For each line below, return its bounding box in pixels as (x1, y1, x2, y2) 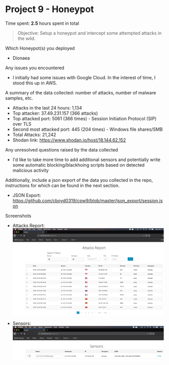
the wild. (17, 35, 36, 41)
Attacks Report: (12, 222, 45, 228)
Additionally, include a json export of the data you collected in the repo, (5, 177, 153, 183)
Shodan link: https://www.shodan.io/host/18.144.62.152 (12, 137, 126, 143)
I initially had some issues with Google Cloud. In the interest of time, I (12, 74, 156, 80)
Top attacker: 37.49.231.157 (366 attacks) (12, 110, 98, 116)
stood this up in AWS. (12, 80, 57, 86)
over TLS (12, 121, 32, 127)
